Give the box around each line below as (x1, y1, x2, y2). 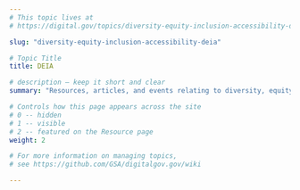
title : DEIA (9, 62, 54, 71)
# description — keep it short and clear (9, 78, 166, 87)
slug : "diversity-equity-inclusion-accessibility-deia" (9, 37, 221, 46)
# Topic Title (9, 54, 62, 62)
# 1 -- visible (9, 119, 66, 128)
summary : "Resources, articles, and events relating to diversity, (9, 87, 266, 95)
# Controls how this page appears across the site (9, 103, 202, 112)
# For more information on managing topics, (9, 152, 178, 161)
